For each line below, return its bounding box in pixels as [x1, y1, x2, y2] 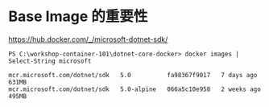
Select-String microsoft [8, 57, 92, 65]
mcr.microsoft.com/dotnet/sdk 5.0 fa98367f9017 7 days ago [8, 71, 258, 79]
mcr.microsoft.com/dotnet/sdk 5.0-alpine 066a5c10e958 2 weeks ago [8, 85, 262, 93]
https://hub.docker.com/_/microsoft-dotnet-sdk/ [8, 34, 168, 44]
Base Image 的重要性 [8, 7, 148, 26]
